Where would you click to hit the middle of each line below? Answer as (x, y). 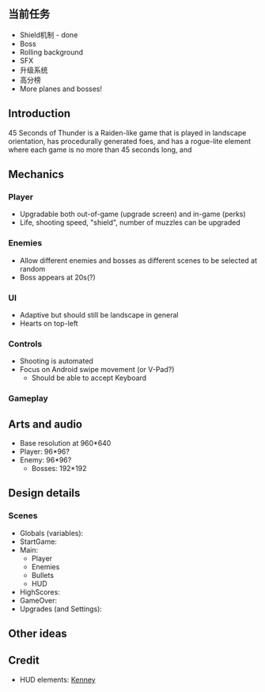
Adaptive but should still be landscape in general (99, 314)
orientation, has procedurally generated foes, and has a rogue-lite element (130, 141)
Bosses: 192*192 (59, 468)
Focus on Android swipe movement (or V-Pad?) (97, 370)
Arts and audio (45, 424)
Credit (24, 661)
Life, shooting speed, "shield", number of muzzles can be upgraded (130, 222)
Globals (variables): (51, 533)
